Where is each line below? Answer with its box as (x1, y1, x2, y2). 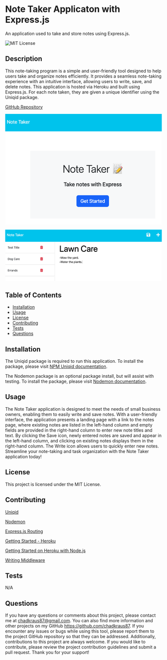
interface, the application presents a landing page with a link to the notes (5, 417, 155, 423)
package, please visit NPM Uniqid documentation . (5, 363, 108, 369)
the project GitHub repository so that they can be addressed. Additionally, (5, 634, 156, 640)
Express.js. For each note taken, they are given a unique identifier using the (5, 89, 160, 95)
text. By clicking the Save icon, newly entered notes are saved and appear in (5, 432, 162, 439)
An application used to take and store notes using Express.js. (5, 30, 130, 36)
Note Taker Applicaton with (5, 3, 120, 15)
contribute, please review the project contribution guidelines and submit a (5, 644, 157, 650)
